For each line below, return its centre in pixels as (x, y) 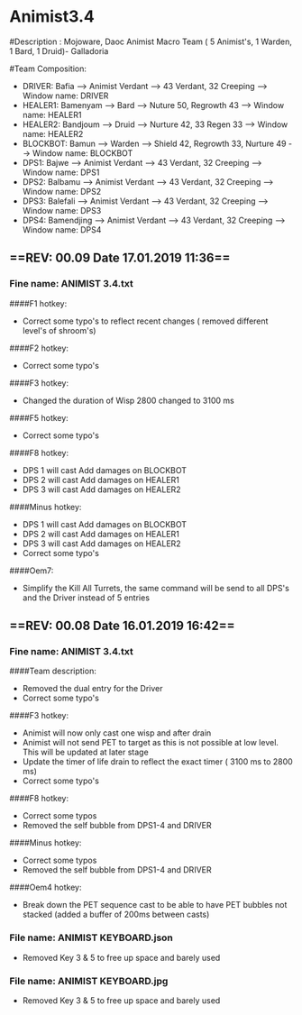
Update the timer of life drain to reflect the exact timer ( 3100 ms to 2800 (157, 762)
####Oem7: (32, 571)
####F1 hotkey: (38, 303)
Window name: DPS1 (61, 172)
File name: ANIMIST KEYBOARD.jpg (89, 981)
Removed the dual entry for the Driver (92, 689)
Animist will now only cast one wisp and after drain (117, 733)
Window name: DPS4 (62, 229)
